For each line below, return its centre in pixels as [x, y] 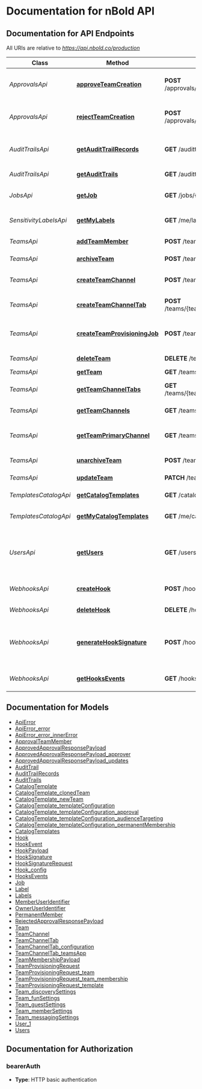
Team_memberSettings [44, 1010]
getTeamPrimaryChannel [113, 435]
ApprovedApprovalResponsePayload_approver [73, 754]
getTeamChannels [103, 410]
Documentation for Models [58, 708]
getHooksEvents [101, 679]
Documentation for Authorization [70, 1049]
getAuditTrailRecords [108, 149]
